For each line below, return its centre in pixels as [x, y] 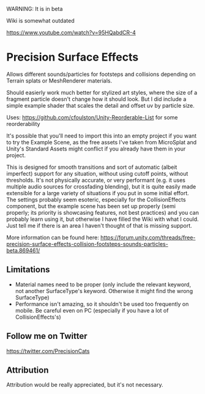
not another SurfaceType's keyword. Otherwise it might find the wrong [104, 291]
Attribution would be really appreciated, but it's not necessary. [85, 385]
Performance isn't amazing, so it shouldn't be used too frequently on [102, 304]
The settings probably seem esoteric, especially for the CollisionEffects [96, 199]
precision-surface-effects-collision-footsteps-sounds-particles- [87, 243]
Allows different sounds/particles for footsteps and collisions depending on [101, 74]
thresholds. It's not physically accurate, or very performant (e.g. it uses [96, 180]
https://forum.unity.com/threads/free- [148, 237]
